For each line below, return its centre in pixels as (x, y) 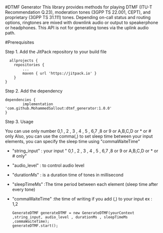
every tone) (24, 189)
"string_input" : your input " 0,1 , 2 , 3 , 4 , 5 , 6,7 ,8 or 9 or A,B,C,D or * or (85, 151)
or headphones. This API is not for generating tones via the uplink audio (77, 28)
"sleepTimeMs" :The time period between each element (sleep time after (85, 184)
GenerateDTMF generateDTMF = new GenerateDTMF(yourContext (73, 213)
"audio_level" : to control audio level (48, 165)
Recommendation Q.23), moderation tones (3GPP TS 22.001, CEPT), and (78, 12)
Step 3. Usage (19, 122)
